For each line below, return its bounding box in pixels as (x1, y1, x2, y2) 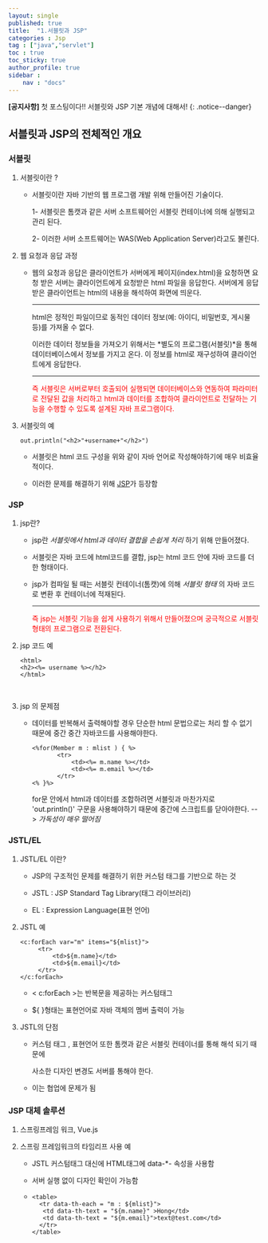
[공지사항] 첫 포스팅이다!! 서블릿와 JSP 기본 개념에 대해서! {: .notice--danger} (8, 102, 252, 111)
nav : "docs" (22, 78, 66, 86)
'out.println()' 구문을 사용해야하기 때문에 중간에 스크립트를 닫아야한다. (31, 805, 250, 814)
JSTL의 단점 (19, 1021, 59, 1032)
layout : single (8, 11, 59, 20)
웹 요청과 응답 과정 (19, 251, 78, 261)
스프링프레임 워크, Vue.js (19, 1125, 98, 1134)
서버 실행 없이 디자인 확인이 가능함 (31, 1176, 139, 1185)
